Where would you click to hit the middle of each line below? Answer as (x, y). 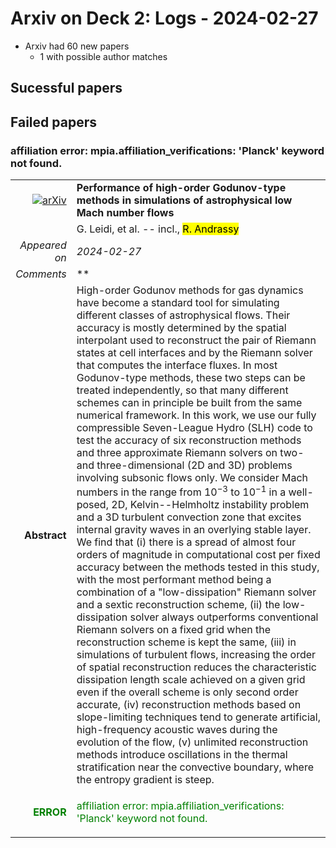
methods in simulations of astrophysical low (184, 200)
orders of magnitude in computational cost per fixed (198, 555)
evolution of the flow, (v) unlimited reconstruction (192, 742)
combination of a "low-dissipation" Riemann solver (196, 592)
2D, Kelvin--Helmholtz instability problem (210, 505)
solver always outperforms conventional (224, 617)
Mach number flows (125, 213)
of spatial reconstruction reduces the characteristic (196, 667)
